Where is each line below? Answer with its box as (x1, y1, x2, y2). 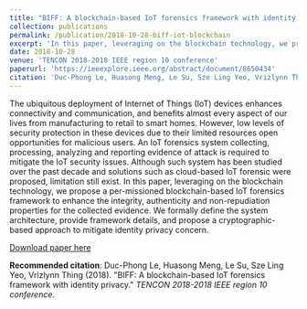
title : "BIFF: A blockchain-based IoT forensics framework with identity (9, 13, 297, 23)
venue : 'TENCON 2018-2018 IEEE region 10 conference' (9, 56, 219, 65)
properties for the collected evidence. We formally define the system (9, 205, 269, 216)
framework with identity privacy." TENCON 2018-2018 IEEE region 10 (9, 279, 268, 290)
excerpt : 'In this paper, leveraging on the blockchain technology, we (9, 38, 288, 48)
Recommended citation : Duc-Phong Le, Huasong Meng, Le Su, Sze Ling (9, 260, 284, 271)
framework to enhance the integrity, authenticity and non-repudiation (9, 195, 270, 206)
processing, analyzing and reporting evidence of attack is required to (9, 146, 270, 157)
